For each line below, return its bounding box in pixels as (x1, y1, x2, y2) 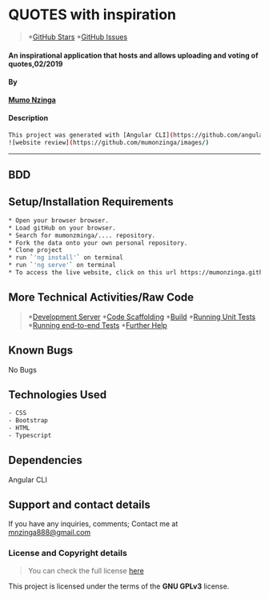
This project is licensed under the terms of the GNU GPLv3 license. (8, 581, 230, 591)
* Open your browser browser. (8, 216, 110, 225)
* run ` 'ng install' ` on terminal (8, 254, 124, 262)
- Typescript (8, 431, 52, 439)
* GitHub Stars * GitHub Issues (27, 32, 128, 42)
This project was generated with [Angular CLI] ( (8, 130, 174, 139)
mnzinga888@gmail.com (8, 528, 91, 537)
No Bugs (8, 365, 38, 374)
